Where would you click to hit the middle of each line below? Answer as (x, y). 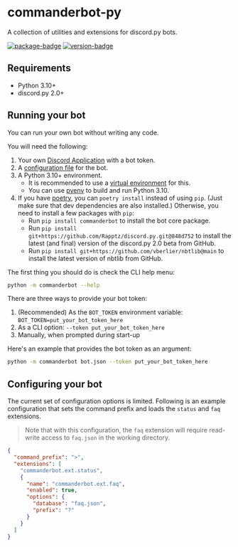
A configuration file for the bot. (63, 167)
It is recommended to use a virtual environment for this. (109, 183)
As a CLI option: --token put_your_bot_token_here (91, 327)
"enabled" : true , (52, 490)
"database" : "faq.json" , (70, 504)
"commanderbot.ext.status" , (61, 470)
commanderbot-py (65, 12)
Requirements (39, 68)
